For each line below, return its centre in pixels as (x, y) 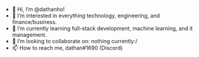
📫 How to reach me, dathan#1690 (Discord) (67, 48)
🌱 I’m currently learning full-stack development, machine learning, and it (102, 28)
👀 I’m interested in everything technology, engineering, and (86, 16)
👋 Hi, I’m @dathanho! (38, 9)
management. (29, 35)
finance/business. (34, 22)
